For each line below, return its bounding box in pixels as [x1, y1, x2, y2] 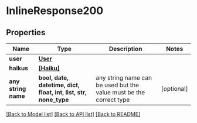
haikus [9, 64, 28, 72]
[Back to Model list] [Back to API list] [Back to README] [6, 111, 141, 118]
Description [108, 45, 142, 53]
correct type [96, 95, 130, 104]
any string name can [96, 74, 152, 81]
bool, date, [38, 74, 69, 81]
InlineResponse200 [6, 4, 104, 18]
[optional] [161, 85, 188, 93]
